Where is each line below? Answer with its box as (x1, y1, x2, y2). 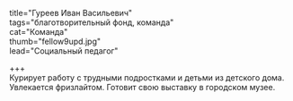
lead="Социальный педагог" (9, 46, 119, 56)
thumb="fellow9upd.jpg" (9, 36, 102, 46)
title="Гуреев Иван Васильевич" (9, 8, 133, 18)
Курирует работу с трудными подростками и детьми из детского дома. (9, 72, 285, 83)
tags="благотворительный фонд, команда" (9, 17, 174, 28)
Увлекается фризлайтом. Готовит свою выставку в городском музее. (9, 82, 276, 92)
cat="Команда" (9, 27, 68, 37)
